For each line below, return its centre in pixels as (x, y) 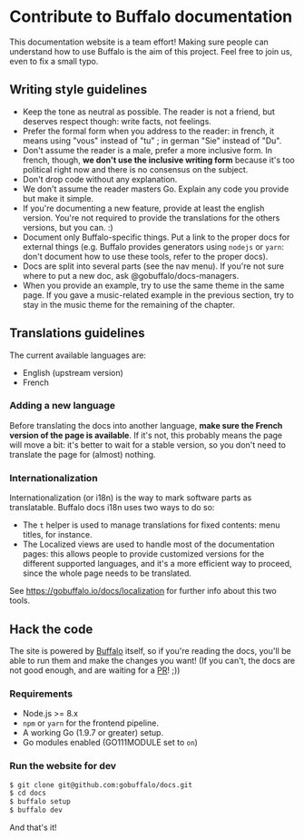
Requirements (41, 694)
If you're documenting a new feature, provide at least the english (143, 208)
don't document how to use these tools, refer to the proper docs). (145, 256)
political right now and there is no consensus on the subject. (135, 169)
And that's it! (33, 827)
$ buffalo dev (36, 810)
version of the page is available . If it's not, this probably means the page (146, 435)
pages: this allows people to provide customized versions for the (143, 554)
